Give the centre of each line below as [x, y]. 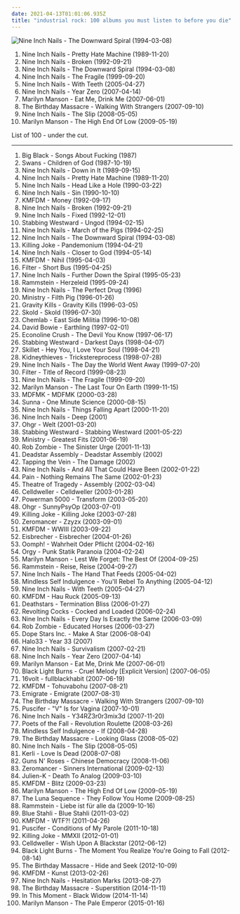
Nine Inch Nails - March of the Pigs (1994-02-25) [93, 230]
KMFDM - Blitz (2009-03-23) [64, 783]
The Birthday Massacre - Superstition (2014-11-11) [94, 888]
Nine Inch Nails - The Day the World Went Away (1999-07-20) [111, 364]
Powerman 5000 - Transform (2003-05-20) [85, 499]
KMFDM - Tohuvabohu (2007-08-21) [75, 686]
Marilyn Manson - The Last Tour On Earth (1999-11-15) [100, 387]
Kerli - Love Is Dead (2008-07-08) [71, 753]
